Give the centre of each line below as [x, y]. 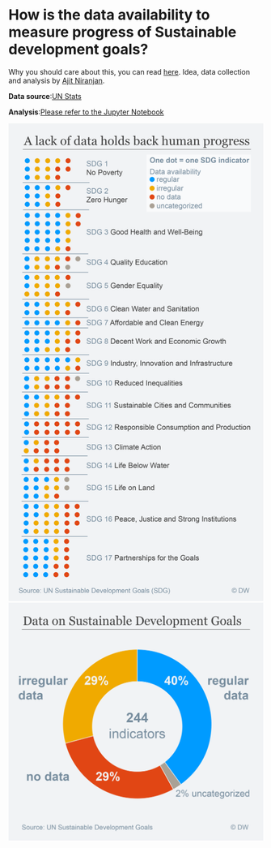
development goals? [78, 50]
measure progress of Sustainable [123, 32]
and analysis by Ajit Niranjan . [57, 80]
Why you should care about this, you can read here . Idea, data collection [129, 71]
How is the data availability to [109, 15]
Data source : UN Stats [45, 96]
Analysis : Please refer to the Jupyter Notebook [86, 112]
